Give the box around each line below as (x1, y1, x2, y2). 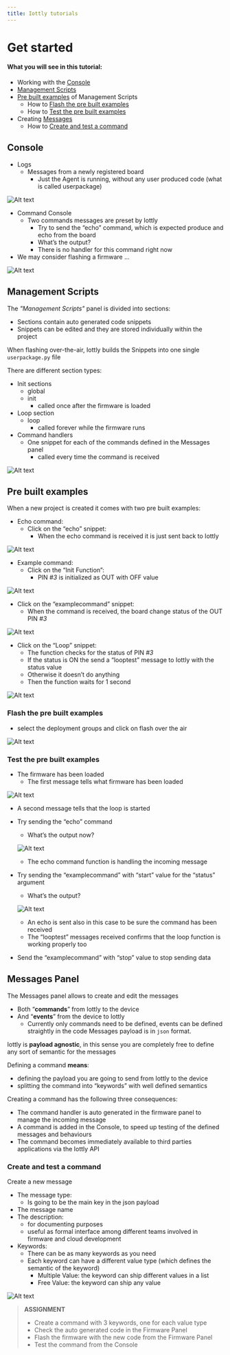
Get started (7, 39, 73, 55)
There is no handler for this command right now (37, 245, 173, 253)
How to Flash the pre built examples (27, 100, 129, 109)
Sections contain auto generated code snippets (16, 317, 152, 326)
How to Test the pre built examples (27, 107, 126, 116)
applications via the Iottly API (16, 1144, 100, 1153)
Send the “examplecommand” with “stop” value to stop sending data (16, 954, 211, 962)
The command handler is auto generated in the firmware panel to (16, 1108, 202, 1116)
